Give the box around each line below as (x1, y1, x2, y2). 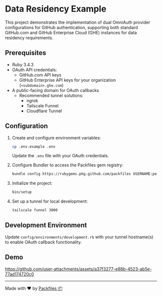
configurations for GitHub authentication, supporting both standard (5, 24, 138, 30)
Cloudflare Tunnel (26, 108, 62, 114)
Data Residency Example (5, 3, 107, 15)
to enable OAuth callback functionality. (5, 239, 82, 245)
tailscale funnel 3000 (12, 208, 58, 213)
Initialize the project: (12, 180, 53, 186)
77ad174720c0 (5, 271, 34, 277)
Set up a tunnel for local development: (12, 198, 88, 204)
